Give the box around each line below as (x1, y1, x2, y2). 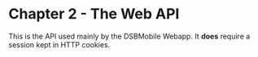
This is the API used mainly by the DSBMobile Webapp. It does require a (8, 31, 251, 41)
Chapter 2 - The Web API (8, 5, 180, 23)
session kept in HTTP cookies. (8, 39, 111, 49)
